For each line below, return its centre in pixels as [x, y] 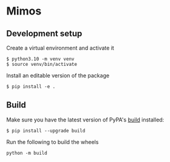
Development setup [44, 34]
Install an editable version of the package [58, 76]
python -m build [27, 153]
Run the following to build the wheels [53, 142]
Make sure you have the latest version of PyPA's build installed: [85, 120]
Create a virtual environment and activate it [60, 48]
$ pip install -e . [31, 86]
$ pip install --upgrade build [46, 131]
